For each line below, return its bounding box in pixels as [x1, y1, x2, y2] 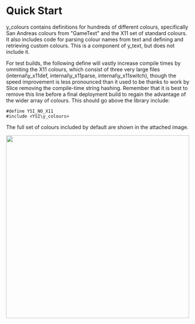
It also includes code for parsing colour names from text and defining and [6, 36, 183, 43]
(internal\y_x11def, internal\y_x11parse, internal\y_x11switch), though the [6, 72, 177, 79]
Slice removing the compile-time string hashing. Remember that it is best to [6, 84, 188, 91]
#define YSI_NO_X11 [6, 108, 54, 114]
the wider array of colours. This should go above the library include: [6, 96, 170, 104]
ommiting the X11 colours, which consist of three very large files [6, 66, 160, 73]
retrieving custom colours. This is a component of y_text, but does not [6, 42, 175, 49]
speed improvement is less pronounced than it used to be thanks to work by [6, 78, 190, 85]
